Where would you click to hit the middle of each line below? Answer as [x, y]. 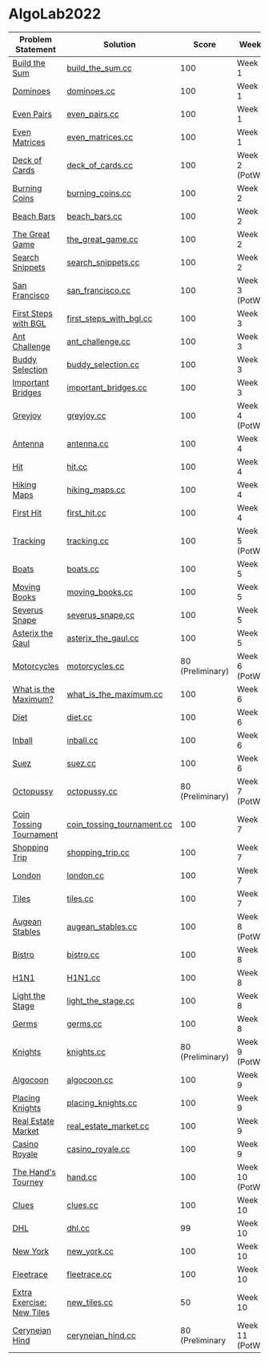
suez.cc [82, 763]
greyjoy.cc [86, 415]
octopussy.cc [92, 791]
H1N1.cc [84, 977]
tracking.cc [88, 540]
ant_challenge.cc [98, 341]
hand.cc [82, 1177]
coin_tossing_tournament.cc [120, 824]
